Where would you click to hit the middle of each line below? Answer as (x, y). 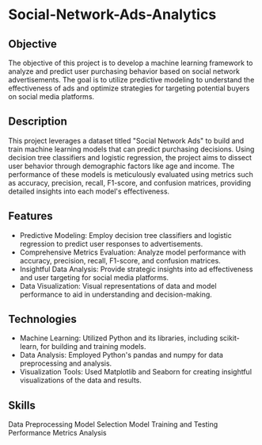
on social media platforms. (51, 96)
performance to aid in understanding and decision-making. (116, 294)
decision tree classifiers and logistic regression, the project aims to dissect (130, 157)
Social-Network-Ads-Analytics (112, 15)
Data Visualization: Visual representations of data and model (118, 286)
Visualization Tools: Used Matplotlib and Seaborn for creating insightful (135, 372)
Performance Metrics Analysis (57, 433)
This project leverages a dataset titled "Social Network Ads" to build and (126, 140)
